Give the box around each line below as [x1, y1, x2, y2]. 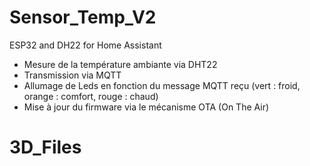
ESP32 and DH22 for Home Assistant [9, 39, 162, 51]
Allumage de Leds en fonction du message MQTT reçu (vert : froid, [23, 79, 301, 91]
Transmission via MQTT [23, 69, 122, 81]
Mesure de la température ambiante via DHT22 [23, 58, 218, 70]
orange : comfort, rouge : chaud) [23, 90, 159, 102]
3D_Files [9, 136, 82, 159]
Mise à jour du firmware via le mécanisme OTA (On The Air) [23, 101, 270, 113]
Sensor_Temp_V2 [9, 6, 157, 29]
